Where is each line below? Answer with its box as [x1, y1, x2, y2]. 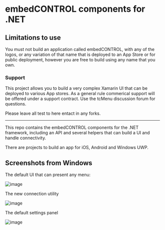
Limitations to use [5, 33, 61, 42]
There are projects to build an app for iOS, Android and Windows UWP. [5, 145, 149, 151]
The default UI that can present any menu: [5, 172, 91, 178]
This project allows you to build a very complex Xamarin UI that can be [5, 85, 148, 91]
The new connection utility [5, 191, 59, 197]
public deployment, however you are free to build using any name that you [5, 57, 156, 62]
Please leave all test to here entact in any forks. [5, 110, 101, 116]
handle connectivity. [5, 135, 46, 141]
